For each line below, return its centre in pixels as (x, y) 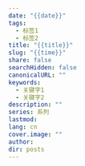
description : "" (35, 105)
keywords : (25, 82)
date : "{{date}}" (37, 16)
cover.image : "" (35, 134)
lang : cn (23, 127)
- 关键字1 (30, 90)
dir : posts (26, 149)
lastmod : (23, 120)
